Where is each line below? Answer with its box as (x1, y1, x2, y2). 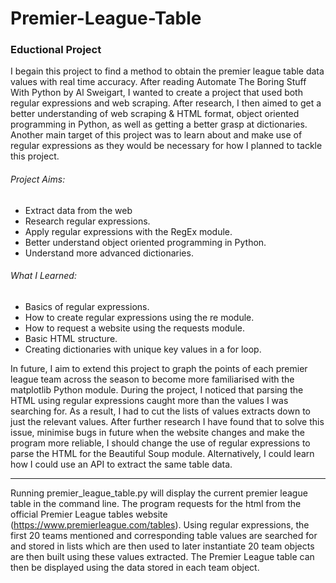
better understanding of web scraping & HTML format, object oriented (10, 108, 300, 120)
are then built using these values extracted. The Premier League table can (10, 550, 315, 562)
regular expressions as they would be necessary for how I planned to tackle (10, 140, 323, 152)
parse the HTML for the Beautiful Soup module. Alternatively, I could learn (10, 447, 315, 459)
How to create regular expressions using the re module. (24, 311, 255, 323)
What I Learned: (10, 270, 77, 282)
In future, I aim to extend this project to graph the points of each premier (10, 362, 308, 374)
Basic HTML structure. (24, 332, 118, 344)
